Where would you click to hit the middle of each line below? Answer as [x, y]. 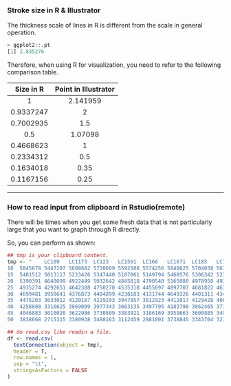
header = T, [31, 351]
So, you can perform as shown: [52, 243]
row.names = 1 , [35, 358]
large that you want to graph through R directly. [74, 230]
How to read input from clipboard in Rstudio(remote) [96, 207]
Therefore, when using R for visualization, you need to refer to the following [114, 65]
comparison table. [33, 72]
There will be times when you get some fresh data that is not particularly [110, 222]
